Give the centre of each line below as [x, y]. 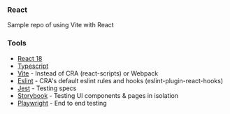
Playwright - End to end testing [62, 103]
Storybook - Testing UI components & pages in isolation [98, 95]
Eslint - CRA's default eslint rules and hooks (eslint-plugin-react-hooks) [120, 80]
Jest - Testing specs [47, 88]
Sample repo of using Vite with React [60, 25]
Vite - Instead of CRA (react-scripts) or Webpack [88, 73]
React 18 [30, 58]
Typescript [33, 66]
